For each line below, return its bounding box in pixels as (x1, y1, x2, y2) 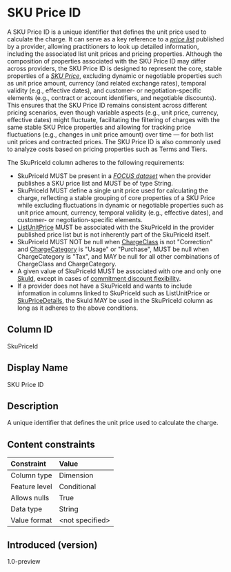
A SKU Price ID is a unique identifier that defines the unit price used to (7, 28, 207, 36)
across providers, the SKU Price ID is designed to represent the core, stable (7, 64, 223, 72)
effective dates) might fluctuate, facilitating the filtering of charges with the (7, 115, 221, 124)
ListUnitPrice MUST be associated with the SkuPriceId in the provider (17, 223, 214, 231)
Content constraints (7, 438, 95, 450)
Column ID (7, 324, 53, 335)
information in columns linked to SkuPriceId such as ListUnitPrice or (17, 288, 210, 297)
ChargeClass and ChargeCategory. (17, 259, 117, 268)
